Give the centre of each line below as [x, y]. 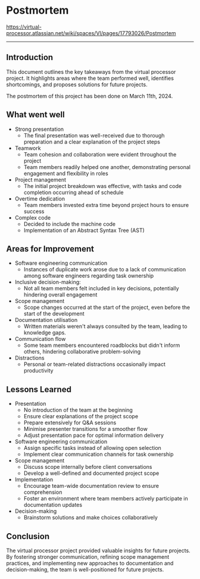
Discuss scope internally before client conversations [88, 467]
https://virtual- [24, 27]
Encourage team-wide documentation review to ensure [91, 486]
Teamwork [28, 148]
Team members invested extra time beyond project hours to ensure [106, 205]
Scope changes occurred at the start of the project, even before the [107, 308]
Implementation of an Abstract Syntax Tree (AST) [84, 230]
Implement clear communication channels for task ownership [99, 454]
